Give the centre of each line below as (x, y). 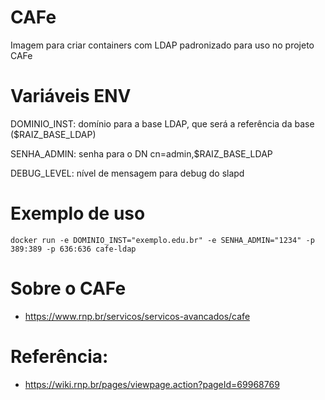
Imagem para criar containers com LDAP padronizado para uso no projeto (162, 45)
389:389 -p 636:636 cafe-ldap (73, 249)
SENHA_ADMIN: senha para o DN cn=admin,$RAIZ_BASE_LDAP (141, 153)
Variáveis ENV (71, 96)
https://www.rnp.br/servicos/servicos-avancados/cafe (137, 316)
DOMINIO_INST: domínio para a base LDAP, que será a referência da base (162, 123)
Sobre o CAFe (68, 288)
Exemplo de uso (78, 213)
